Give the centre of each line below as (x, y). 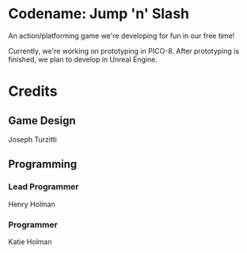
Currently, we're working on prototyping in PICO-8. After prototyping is (124, 51)
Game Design (42, 121)
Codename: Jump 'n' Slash (99, 14)
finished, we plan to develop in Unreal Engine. (83, 59)
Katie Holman (30, 241)
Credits (33, 91)
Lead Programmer (44, 187)
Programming (43, 164)
